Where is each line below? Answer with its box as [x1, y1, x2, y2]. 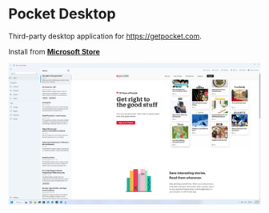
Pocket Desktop [8, 5, 116, 23]
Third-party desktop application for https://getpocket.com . [8, 31, 203, 41]
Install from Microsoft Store [8, 46, 100, 56]
